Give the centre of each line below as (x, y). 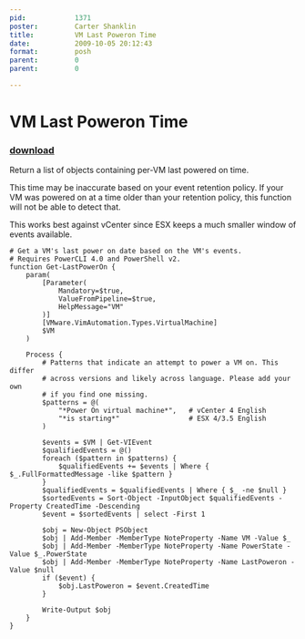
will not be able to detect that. (65, 207)
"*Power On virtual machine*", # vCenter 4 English (162, 411)
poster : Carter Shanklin (73, 26)
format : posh (51, 52)
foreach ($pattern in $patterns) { (110, 459)
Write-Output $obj (77, 610)
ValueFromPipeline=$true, (107, 299)
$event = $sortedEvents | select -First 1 (124, 515)
